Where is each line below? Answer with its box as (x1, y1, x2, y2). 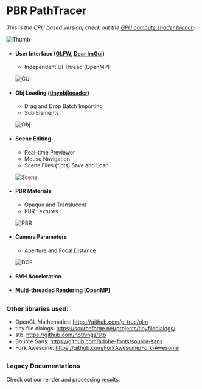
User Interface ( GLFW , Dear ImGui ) (15, 49, 105, 57)
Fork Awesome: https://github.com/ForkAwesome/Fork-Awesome (15, 344, 179, 351)
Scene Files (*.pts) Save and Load (24, 161, 110, 169)
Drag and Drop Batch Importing (24, 103, 103, 110)
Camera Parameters (15, 233, 67, 241)
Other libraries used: (6, 304, 69, 313)
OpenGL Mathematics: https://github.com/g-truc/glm (15, 318, 148, 325)
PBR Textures (24, 207, 58, 214)
